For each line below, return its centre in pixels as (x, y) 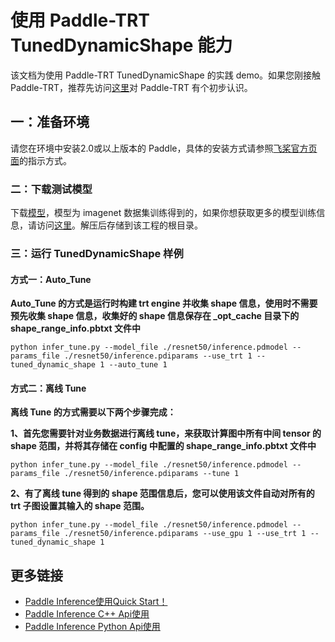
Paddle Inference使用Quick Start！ (96, 602)
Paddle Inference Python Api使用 (92, 627)
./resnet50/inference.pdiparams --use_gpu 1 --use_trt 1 (185, 534)
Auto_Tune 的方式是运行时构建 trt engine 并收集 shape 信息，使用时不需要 (164, 303)
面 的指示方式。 (41, 160)
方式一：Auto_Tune (51, 279)
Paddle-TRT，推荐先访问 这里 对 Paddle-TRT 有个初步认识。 (131, 87)
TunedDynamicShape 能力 (121, 45)
